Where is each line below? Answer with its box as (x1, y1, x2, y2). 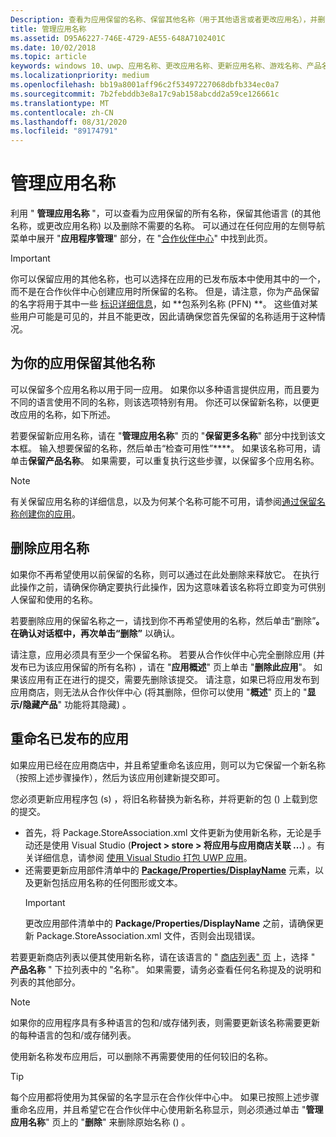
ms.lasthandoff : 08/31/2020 (10, 117, 128, 127)
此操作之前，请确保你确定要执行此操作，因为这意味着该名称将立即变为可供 (10, 581, 317, 593)
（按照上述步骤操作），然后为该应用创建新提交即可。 (10, 771, 225, 783)
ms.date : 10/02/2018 (10, 42, 97, 53)
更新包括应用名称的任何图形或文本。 (33, 876, 183, 888)
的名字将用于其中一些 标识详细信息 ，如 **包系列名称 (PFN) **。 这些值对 (10, 298, 310, 310)
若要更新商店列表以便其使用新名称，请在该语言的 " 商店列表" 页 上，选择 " (10, 951, 316, 963)
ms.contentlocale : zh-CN (10, 107, 114, 118)
